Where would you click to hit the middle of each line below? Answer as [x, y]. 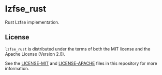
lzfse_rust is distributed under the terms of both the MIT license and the [78, 49]
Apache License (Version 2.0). [35, 54]
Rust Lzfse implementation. [32, 22]
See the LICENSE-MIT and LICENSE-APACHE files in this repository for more [81, 63]
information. [17, 68]
